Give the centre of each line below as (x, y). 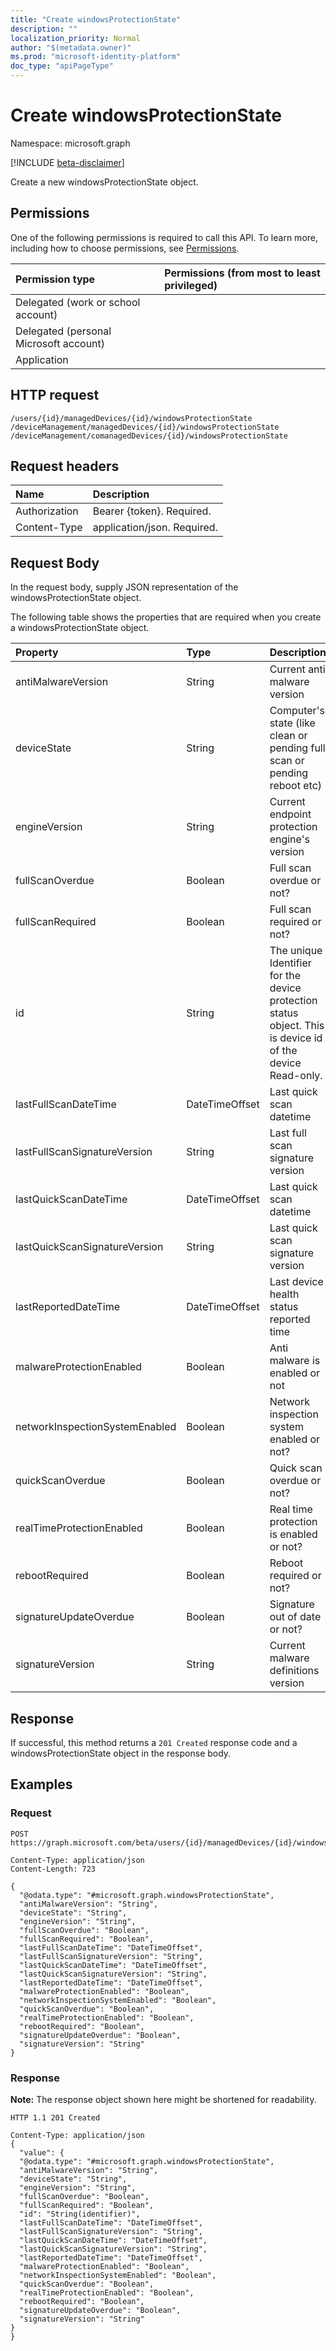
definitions (294, 1671)
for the (285, 976)
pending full (297, 748)
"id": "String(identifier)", (80, 2214)
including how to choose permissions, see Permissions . (125, 248)
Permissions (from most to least (242, 273)
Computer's (297, 711)
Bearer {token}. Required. (152, 511)
